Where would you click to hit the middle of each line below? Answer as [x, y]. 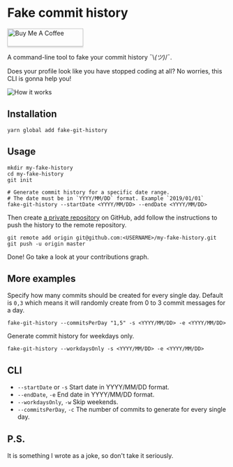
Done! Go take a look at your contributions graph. [78, 257]
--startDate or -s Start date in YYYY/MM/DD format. [93, 387]
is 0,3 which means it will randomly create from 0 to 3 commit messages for [116, 303]
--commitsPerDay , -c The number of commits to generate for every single [122, 410]
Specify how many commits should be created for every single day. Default [115, 296]
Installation [32, 114]
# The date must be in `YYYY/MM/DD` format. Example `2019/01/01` [106, 198]
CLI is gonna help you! [39, 78]
